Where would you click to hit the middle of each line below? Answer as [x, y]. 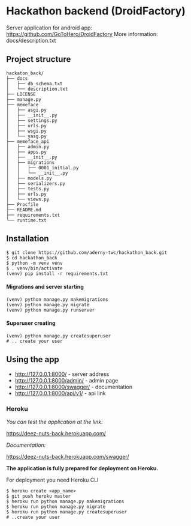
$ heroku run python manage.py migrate [56, 507]
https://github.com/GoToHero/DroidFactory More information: [82, 34]
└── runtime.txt [26, 220]
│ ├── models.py [29, 178]
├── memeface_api [28, 141]
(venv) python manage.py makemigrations [57, 299]
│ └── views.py [28, 199]
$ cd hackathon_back [32, 258]
